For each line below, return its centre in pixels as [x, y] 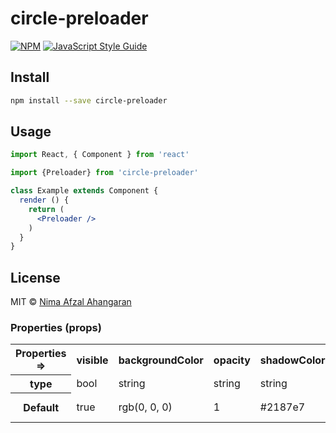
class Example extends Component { [84, 191]
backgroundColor [161, 360]
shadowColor [292, 360]
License [35, 277]
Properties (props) [56, 328]
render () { [44, 200]
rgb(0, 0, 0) [145, 407]
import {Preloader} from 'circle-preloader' [104, 173]
